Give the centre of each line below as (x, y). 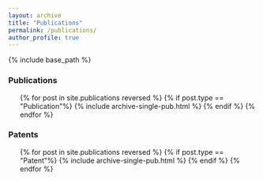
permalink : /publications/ (53, 30)
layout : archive (35, 15)
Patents (23, 135)
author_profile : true (44, 37)
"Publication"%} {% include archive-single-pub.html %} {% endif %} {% (137, 106)
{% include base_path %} (50, 60)
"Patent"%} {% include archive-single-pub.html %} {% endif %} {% (130, 160)
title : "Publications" (45, 23)
